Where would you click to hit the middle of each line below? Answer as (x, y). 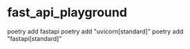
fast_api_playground (67, 13)
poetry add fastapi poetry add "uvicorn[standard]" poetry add (95, 31)
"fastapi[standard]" (35, 38)
